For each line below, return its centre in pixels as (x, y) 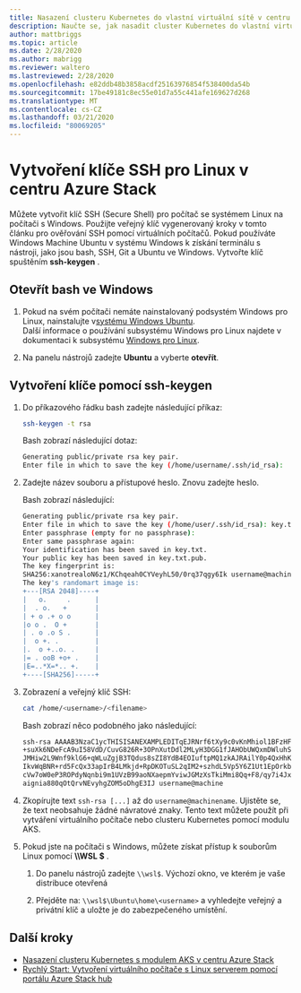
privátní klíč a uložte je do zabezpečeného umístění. (131, 910)
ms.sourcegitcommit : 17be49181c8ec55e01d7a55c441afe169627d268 (130, 92)
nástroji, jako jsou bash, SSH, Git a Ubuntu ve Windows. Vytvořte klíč (137, 252)
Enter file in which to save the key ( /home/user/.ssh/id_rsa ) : (145, 525)
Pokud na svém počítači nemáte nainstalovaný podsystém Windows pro (155, 311)
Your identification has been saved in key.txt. (115, 549)
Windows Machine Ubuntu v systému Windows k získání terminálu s (135, 242)
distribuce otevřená (72, 883)
